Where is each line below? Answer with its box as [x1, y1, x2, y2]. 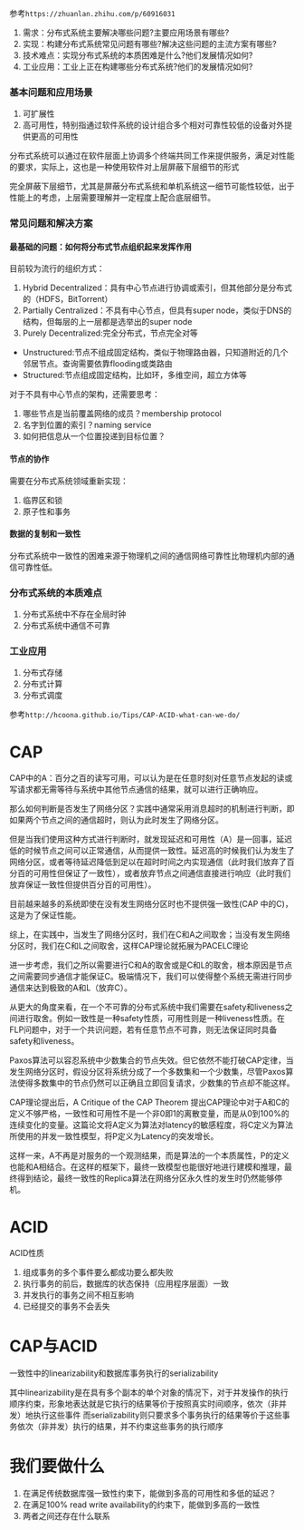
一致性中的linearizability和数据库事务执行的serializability [9, 1368, 219, 1379]
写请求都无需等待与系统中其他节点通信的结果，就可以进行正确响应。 [9, 784, 263, 795]
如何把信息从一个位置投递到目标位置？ [22, 431, 166, 442]
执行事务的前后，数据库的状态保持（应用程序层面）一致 [22, 1278, 229, 1290]
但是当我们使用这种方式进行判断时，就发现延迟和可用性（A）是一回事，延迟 [9, 833, 292, 845]
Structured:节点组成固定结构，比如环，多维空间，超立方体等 [22, 370, 247, 381]
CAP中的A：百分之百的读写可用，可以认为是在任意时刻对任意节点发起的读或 [9, 773, 293, 784]
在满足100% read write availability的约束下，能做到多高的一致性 [22, 1499, 261, 1510]
